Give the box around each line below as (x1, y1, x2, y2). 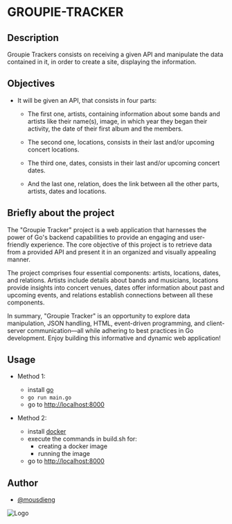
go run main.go (27, 394, 71, 402)
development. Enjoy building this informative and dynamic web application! (7, 334, 222, 342)
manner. (7, 255, 31, 263)
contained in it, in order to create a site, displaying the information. (7, 58, 197, 66)
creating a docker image (37, 442, 108, 450)
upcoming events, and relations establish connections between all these (7, 290, 213, 299)
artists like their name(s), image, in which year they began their (27, 117, 208, 125)
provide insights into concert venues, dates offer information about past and (7, 283, 225, 292)
